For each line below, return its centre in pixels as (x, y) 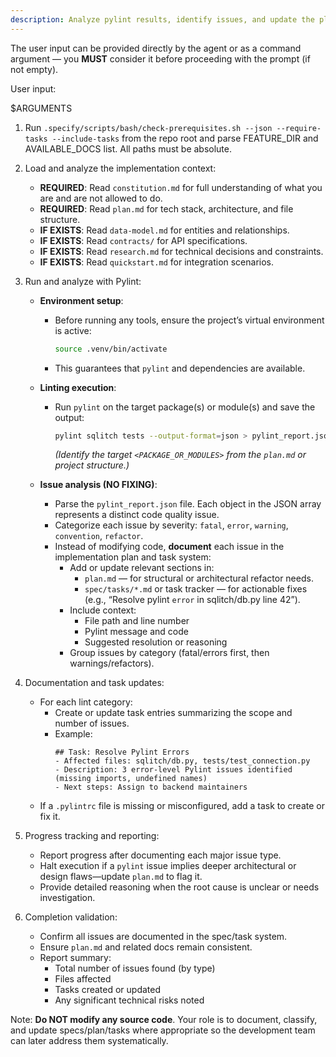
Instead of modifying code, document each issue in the (169, 547)
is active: (73, 330)
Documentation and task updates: (94, 683)
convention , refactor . (99, 536)
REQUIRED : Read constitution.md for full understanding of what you (181, 187)
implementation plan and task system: (133, 557)
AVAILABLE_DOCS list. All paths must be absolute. (128, 148)
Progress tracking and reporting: (92, 836)
